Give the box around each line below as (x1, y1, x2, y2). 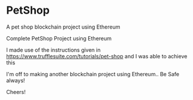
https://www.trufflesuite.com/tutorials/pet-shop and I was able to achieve (6, 52, 188, 60)
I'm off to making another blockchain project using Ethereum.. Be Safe (6, 70, 180, 77)
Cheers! (6, 88, 26, 95)
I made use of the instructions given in (6, 46, 101, 54)
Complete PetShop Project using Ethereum (6, 35, 112, 42)
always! (6, 77, 25, 84)
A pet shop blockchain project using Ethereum (6, 23, 120, 30)
